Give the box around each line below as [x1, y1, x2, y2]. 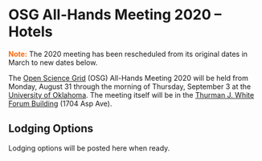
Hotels [8, 22, 54, 41]
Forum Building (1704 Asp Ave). [8, 99, 113, 108]
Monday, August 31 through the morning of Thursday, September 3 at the [8, 82, 252, 91]
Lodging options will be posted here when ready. [8, 143, 170, 153]
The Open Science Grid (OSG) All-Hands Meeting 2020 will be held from [8, 73, 249, 83]
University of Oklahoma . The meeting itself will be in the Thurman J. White [8, 90, 255, 99]
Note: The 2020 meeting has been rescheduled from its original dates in [8, 49, 248, 58]
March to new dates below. [8, 58, 98, 67]
